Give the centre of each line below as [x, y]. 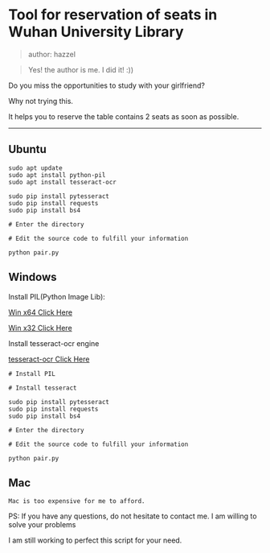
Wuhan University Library [96, 32]
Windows [33, 277]
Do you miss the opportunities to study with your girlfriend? [106, 85]
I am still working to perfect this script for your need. [95, 540]
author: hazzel [52, 54]
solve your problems [42, 525]
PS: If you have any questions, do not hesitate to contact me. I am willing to [133, 516]
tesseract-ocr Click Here [49, 359]
